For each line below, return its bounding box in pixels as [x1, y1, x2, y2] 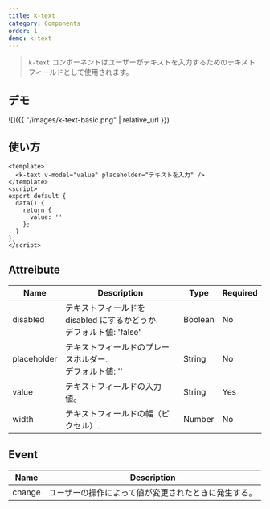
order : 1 [8, 27, 38, 35]
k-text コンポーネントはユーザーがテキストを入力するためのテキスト [27, 57, 256, 67]
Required [222, 287, 258, 298]
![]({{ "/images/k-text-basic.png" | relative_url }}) [8, 115, 170, 125]
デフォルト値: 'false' [65, 326, 141, 337]
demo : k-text [8, 34, 52, 43]
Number [183, 413, 215, 424]
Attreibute [8, 263, 60, 277]
